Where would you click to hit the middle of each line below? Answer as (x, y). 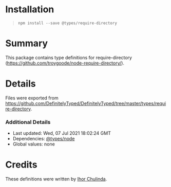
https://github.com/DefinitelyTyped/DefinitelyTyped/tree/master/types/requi (85, 103)
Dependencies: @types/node (44, 139)
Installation (30, 9)
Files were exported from (32, 98)
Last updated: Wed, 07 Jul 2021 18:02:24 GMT (62, 133)
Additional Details (28, 122)
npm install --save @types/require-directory (67, 23)
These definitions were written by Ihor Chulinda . (56, 179)
